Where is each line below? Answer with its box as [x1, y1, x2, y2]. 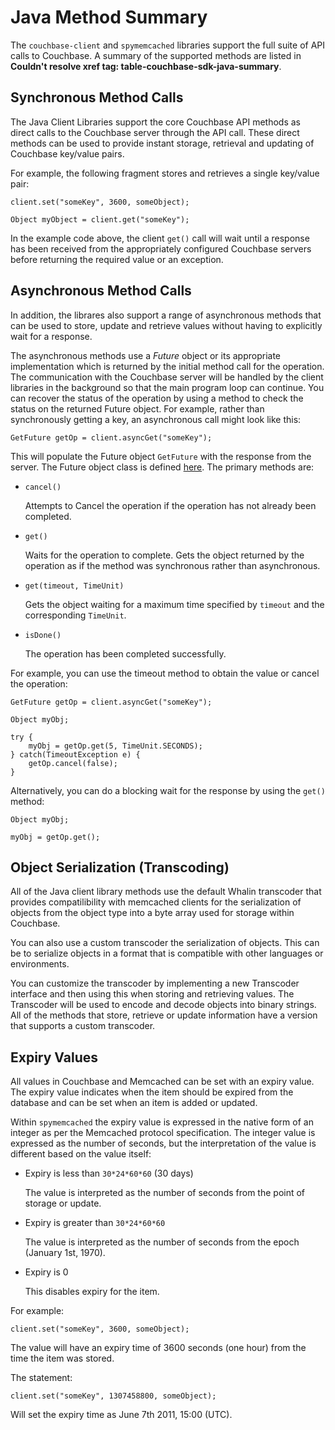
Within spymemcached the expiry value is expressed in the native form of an [10, 1116, 314, 1128]
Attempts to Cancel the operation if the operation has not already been [24, 499, 317, 511]
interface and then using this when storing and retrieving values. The [10, 988, 295, 1000]
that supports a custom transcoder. [10, 1020, 156, 1032]
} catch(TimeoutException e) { [10, 749, 141, 760]
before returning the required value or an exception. [10, 253, 224, 265]
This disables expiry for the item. [24, 1286, 160, 1298]
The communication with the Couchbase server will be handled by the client [10, 371, 324, 383]
